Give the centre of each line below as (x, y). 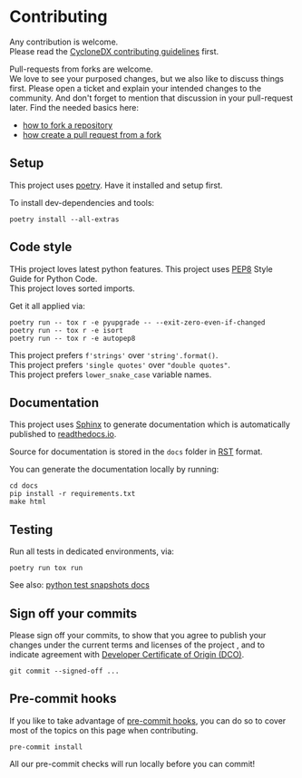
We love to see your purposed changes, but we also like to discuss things (146, 78)
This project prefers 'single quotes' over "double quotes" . (120, 365)
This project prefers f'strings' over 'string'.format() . (114, 355)
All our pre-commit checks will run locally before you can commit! (132, 763)
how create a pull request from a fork (92, 134)
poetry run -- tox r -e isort (67, 330)
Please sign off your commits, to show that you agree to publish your (138, 635)
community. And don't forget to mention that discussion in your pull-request (151, 98)
